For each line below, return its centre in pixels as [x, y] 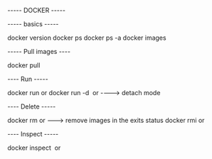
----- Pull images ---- [39, 51]
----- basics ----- [33, 24]
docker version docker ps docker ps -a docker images [87, 38]
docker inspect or [34, 148]
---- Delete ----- [32, 106]
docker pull [24, 65]
